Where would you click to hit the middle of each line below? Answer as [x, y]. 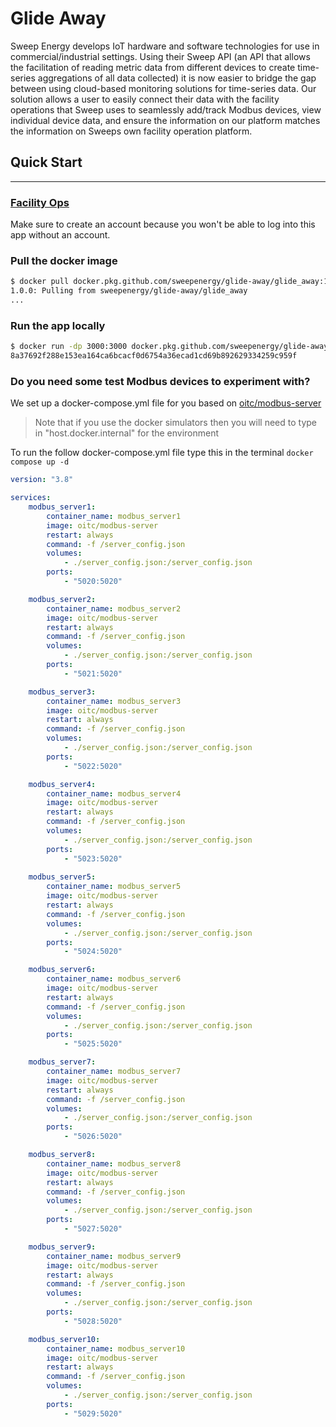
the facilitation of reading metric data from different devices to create [153, 67]
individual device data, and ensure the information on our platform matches [165, 120]
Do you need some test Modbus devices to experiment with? [160, 381]
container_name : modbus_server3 [114, 701]
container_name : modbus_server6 [114, 979]
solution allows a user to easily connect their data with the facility [145, 99]
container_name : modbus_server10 [116, 1348]
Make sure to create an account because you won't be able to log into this [163, 224]
